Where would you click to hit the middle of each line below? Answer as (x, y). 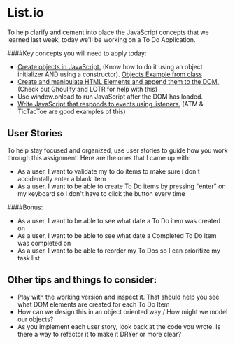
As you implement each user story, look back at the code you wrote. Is (119, 326)
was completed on (44, 243)
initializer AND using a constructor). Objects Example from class (110, 74)
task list (29, 258)
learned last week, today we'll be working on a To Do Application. (101, 39)
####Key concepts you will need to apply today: (77, 53)
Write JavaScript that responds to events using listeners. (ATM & (110, 104)
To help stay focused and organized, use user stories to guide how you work (117, 150)
